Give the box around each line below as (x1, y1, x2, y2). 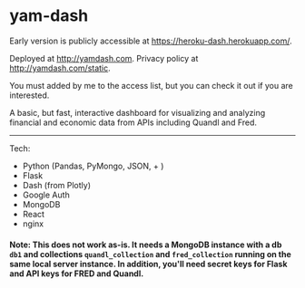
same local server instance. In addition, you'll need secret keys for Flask (9, 258, 288, 269)
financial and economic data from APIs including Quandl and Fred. (9, 117, 257, 128)
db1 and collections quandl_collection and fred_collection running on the (9, 248, 292, 259)
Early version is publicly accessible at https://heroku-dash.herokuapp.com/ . (9, 35, 292, 46)
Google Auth (22, 189, 70, 200)
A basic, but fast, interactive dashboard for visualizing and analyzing (9, 107, 266, 118)
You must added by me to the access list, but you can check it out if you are (9, 80, 293, 91)
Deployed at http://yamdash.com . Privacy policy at (9, 53, 199, 63)
